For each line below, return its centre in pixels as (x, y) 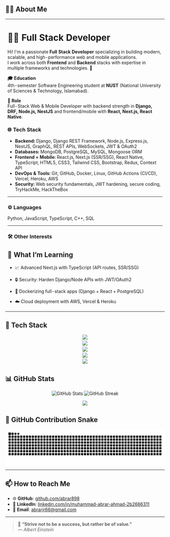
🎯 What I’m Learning (40, 255)
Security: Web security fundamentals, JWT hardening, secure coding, (88, 184)
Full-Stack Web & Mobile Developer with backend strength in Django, (80, 106)
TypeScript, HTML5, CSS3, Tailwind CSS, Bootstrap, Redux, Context (86, 162)
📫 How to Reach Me (38, 483)
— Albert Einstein (36, 530)
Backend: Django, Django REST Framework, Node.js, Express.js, (81, 141)
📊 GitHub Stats (30, 379)
